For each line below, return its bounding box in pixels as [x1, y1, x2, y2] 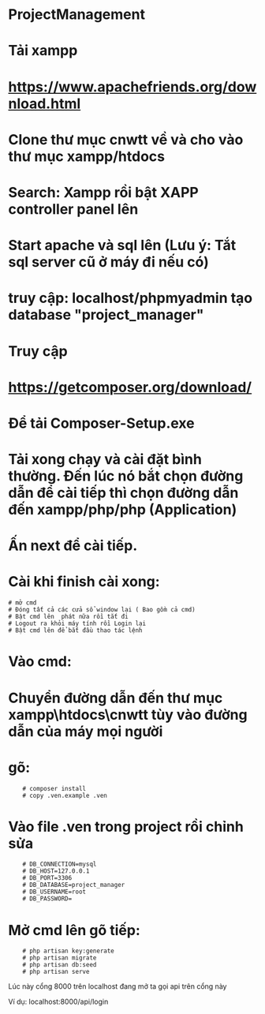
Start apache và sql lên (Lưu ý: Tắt [8, 237, 237, 254]
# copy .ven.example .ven [22, 791, 108, 799]
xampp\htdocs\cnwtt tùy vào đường [8, 705, 248, 724]
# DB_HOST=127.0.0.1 [22, 867, 90, 875]
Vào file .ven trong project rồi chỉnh [8, 818, 244, 836]
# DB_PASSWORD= [22, 895, 73, 903]
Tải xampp [8, 42, 78, 60]
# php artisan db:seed [22, 961, 97, 969]
